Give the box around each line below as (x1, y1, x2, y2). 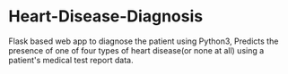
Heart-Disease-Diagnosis (8, 6, 204, 27)
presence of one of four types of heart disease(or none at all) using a (8, 45, 265, 55)
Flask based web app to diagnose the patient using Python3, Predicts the (8, 36, 279, 46)
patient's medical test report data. (8, 54, 134, 65)
